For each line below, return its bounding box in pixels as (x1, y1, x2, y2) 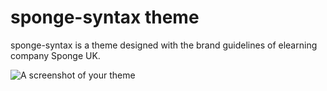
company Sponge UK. (10, 49, 101, 61)
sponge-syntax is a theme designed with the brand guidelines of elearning (10, 39, 318, 51)
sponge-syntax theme (10, 6, 200, 29)
